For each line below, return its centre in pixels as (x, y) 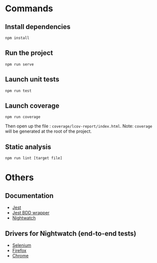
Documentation (29, 195)
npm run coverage (23, 117)
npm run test (18, 91)
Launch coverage (32, 106)
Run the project (29, 53)
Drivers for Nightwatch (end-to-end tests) (71, 233)
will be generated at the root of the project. (48, 131)
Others (20, 178)
